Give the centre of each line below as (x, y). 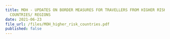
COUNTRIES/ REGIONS (30, 15)
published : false (24, 29)
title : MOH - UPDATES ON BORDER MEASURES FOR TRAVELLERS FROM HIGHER (80, 10)
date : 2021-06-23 (24, 19)
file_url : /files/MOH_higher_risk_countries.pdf (57, 24)
